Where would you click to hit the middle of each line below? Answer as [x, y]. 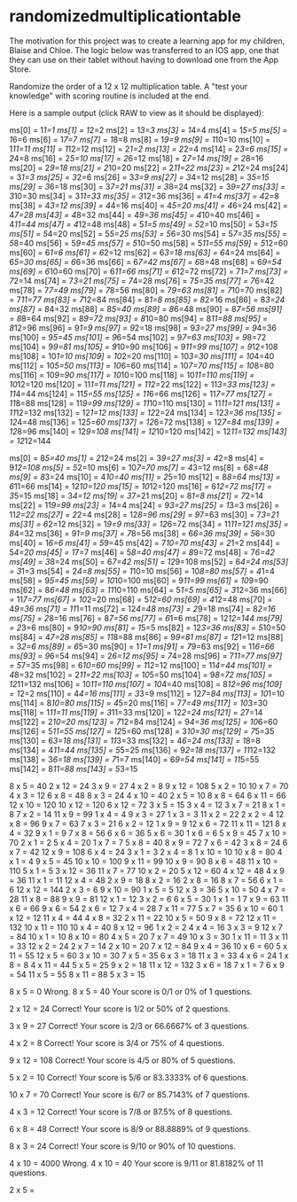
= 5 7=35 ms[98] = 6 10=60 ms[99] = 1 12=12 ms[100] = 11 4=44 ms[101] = [141, 665]
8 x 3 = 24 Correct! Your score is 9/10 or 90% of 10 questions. [123, 1146]
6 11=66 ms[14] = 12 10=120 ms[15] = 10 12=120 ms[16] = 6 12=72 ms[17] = [141, 486]
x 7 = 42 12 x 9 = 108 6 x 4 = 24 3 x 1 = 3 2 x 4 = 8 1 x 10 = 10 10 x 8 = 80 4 [146, 852]
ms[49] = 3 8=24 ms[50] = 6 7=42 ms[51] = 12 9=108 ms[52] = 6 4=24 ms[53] [149, 561]
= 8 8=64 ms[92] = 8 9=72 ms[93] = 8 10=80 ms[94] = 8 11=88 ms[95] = [139, 318]
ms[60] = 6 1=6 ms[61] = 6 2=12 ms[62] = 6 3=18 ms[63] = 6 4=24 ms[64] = [145, 252]
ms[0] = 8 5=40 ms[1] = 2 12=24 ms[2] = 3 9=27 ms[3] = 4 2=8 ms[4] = [137, 457]
